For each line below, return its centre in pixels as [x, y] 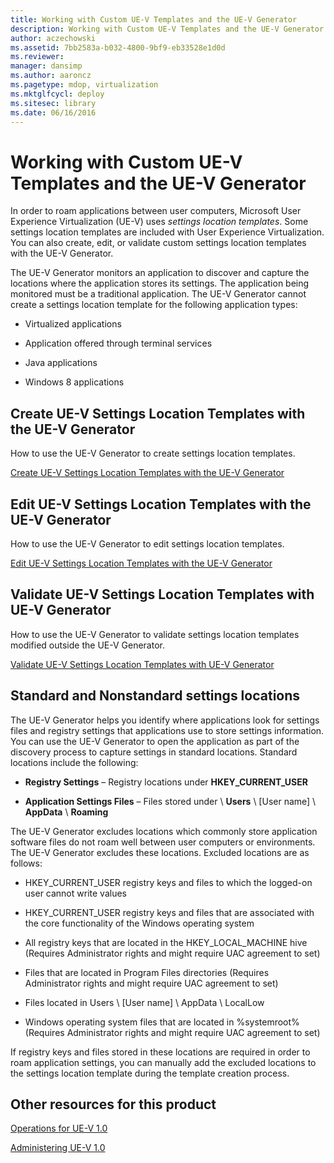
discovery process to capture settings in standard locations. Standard [154, 752]
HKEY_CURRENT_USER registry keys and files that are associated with [169, 912]
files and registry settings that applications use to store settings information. [167, 730]
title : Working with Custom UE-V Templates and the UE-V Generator [154, 19]
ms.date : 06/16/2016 [53, 112]
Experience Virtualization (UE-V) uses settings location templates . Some [159, 222]
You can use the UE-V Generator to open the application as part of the [155, 741]
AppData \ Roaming [66, 812]
